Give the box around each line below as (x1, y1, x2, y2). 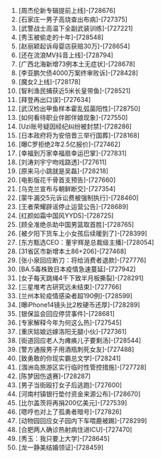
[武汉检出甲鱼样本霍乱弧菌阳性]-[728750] (18, 104, 141, 113)
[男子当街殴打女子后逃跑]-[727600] (18, 381, 123, 389)
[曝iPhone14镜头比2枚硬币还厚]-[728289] (18, 300, 140, 309)
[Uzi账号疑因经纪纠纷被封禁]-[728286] (18, 122, 133, 131)
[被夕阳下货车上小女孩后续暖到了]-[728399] (18, 229, 147, 238)
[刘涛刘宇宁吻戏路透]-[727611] (18, 158, 107, 166)
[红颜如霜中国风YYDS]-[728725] (18, 211, 114, 220)
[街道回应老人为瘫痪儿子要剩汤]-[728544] (18, 336, 142, 345)
